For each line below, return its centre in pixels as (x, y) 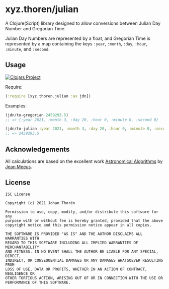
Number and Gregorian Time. (36, 28)
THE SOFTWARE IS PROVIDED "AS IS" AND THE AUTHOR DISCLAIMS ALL (74, 234)
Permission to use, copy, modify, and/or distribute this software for (82, 212)
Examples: (16, 106)
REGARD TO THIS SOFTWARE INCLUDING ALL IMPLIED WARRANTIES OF (72, 243)
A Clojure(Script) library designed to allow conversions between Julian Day (83, 23)
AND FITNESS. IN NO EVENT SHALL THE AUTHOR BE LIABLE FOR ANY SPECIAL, (82, 251)
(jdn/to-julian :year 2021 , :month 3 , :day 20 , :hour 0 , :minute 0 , (78, 129)
